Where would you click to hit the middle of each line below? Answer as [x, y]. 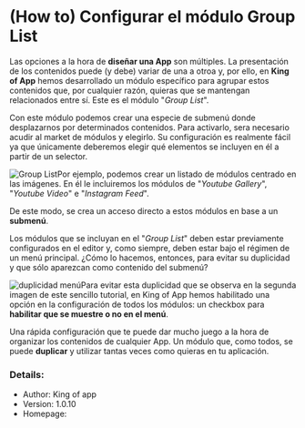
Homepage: [45, 414]
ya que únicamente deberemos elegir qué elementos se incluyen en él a [144, 147]
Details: [27, 374]
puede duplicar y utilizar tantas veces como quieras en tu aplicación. [139, 351]
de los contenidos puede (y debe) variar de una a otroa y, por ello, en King [149, 71]
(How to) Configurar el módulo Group [152, 17]
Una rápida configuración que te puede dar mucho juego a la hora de [139, 331]
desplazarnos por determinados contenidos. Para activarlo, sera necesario [149, 127]
